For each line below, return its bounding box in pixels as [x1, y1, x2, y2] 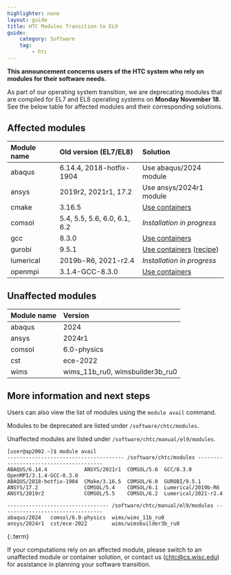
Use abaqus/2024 [142, 163, 201, 172]
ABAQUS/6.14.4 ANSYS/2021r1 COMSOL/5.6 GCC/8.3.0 [7, 466, 192, 473]
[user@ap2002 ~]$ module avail [7, 448, 97, 455]
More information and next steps [7, 390, 151, 402]
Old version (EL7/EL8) [59, 147, 133, 157]
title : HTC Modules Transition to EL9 [7, 23, 118, 30]
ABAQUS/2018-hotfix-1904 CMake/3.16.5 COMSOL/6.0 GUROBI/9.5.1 [7, 478, 201, 485]
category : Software [19, 36, 76, 43]
